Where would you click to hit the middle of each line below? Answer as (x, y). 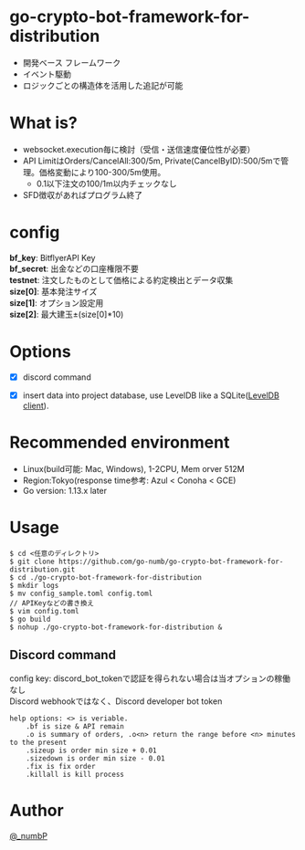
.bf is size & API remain (75, 726)
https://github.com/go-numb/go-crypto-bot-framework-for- (171, 561)
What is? (43, 123)
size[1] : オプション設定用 (57, 302)
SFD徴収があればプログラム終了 (83, 194)
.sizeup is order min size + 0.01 (91, 750)
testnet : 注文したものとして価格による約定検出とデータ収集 (121, 279)
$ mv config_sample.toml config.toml (81, 593)
